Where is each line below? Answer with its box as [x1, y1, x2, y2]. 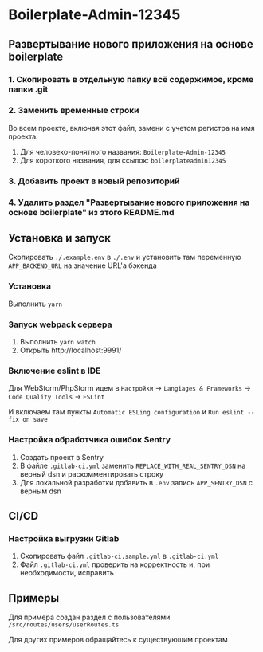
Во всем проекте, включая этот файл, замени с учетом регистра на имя [8, 123, 255, 132]
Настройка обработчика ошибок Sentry [8, 434, 171, 446]
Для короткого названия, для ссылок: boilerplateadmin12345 [19, 155, 226, 165]
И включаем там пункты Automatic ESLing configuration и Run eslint [8, 407, 245, 417]
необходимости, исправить [19, 568, 114, 578]
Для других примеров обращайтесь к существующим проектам [8, 635, 229, 645]
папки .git [8, 84, 49, 95]
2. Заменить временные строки [8, 105, 139, 116]
